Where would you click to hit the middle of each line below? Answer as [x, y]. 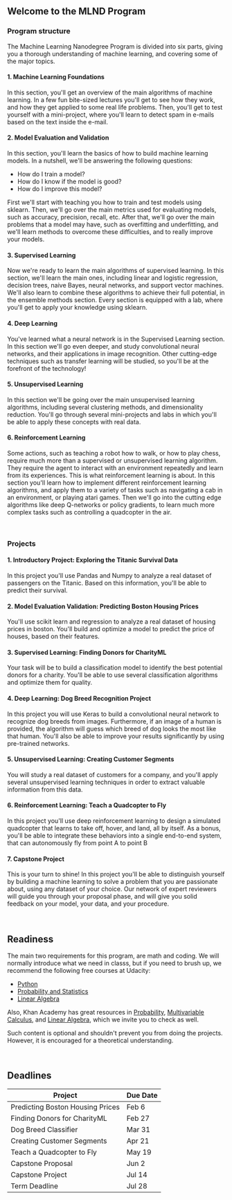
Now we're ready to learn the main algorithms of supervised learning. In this [116, 271]
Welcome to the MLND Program [77, 11]
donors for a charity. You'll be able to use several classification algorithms [113, 675]
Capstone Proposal [42, 1163]
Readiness [30, 939]
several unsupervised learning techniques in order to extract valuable [106, 782]
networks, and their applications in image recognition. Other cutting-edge [112, 353]
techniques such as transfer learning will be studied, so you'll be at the [108, 361]
